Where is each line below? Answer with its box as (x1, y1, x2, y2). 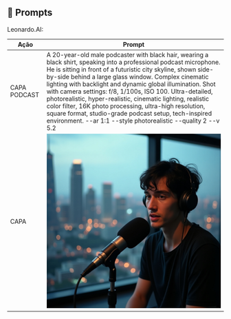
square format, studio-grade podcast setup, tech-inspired (46, 109, 212, 117)
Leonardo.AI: (7, 25, 44, 33)
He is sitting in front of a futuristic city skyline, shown (46, 65, 197, 73)
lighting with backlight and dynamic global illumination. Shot (46, 80, 216, 88)
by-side (46, 72, 70, 81)
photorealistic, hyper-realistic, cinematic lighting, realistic (46, 94, 210, 103)
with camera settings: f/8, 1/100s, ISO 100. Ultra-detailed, (46, 87, 213, 95)
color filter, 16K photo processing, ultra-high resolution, (46, 101, 206, 110)
